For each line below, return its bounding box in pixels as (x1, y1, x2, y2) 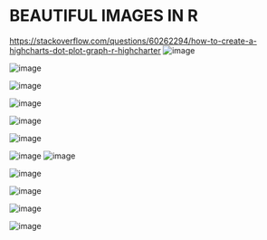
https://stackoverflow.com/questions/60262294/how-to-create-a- (9, 35, 258, 46)
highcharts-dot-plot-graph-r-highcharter (9, 44, 161, 55)
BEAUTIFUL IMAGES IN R (9, 5, 199, 26)
